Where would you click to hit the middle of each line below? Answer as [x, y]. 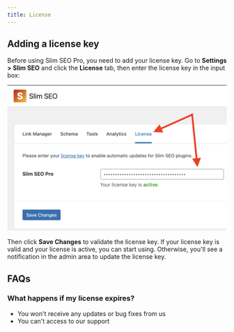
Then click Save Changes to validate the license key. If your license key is [114, 242]
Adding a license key [53, 44]
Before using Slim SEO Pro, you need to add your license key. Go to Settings [117, 61]
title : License [29, 15]
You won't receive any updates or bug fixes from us [91, 313]
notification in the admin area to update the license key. [87, 257]
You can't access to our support [63, 321]
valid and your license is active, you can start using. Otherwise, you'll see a [115, 249]
